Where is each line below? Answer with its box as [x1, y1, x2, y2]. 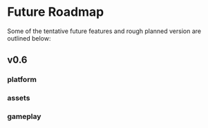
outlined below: [7, 34, 51, 42]
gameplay [7, 111, 41, 121]
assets [7, 94, 30, 103]
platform [7, 75, 37, 85]
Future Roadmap [7, 4, 104, 20]
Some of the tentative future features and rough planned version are [7, 27, 202, 35]
